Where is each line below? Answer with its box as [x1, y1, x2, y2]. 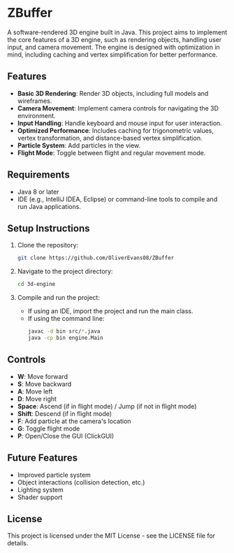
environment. [17, 111, 56, 120]
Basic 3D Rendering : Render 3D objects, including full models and [17, 89, 209, 97]
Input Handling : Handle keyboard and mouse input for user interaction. [17, 119, 222, 127]
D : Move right [17, 394, 57, 403]
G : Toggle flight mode [17, 424, 80, 433]
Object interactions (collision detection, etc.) [17, 477, 145, 487]
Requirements [7, 169, 70, 181]
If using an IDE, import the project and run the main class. [27, 307, 193, 315]
